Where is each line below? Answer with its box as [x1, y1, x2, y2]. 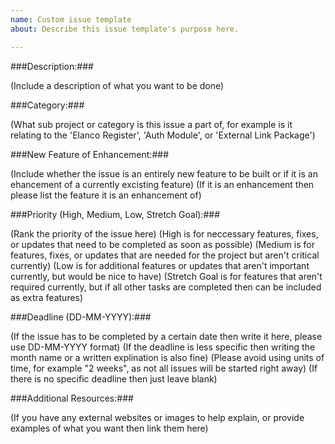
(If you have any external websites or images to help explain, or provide [10, 411, 305, 423]
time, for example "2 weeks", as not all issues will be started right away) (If [10, 362, 318, 374]
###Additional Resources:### [10, 392, 134, 404]
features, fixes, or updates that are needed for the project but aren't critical [10, 249, 320, 261]
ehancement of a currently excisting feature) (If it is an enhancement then [10, 178, 315, 190]
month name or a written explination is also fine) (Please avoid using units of [10, 351, 325, 363]
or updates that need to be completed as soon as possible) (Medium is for [10, 238, 315, 250]
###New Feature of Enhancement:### [10, 148, 169, 160]
